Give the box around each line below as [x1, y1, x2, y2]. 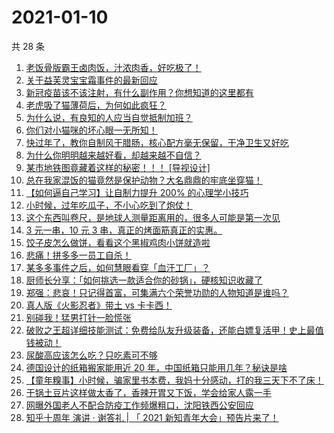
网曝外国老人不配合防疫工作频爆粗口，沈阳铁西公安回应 [25, 399, 254, 411]
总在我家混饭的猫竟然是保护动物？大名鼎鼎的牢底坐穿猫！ [25, 174, 263, 186]
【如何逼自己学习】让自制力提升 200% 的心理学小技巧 [25, 186, 249, 198]
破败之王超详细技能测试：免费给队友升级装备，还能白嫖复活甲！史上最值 [25, 324, 324, 336]
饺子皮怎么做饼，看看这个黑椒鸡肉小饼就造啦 [25, 236, 211, 248]
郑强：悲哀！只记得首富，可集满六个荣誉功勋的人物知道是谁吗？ [25, 286, 289, 298]
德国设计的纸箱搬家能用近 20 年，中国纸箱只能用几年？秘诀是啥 [25, 361, 288, 373]
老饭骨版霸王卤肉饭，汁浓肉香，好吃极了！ [25, 61, 202, 73]
